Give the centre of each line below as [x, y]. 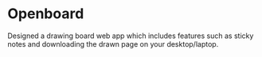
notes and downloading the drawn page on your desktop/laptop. [113, 44]
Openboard [46, 14]
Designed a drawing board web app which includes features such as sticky [131, 36]
